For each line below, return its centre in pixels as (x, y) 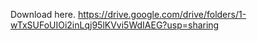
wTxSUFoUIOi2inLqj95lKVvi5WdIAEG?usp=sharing (115, 25)
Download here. (43, 14)
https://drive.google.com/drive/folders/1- (162, 14)
